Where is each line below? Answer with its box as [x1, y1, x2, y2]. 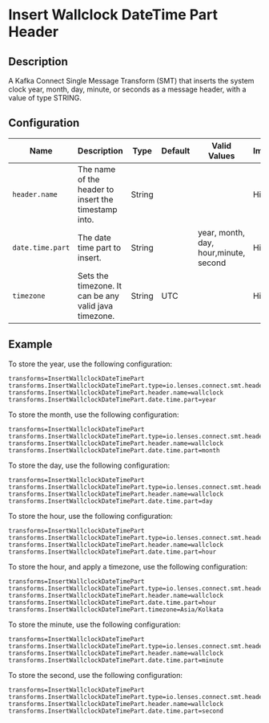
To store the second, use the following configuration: [8, 670, 183, 680]
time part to [77, 242, 122, 253]
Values [207, 150, 235, 161]
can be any [77, 290, 120, 301]
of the [77, 174, 100, 185]
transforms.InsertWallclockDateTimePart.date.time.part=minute [8, 656, 224, 664]
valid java [77, 300, 114, 311]
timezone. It [77, 280, 122, 291]
